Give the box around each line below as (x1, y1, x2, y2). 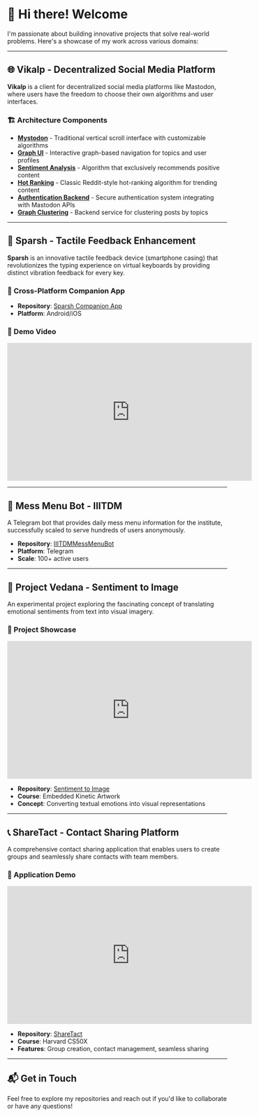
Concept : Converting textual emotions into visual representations (17, 800, 206, 808)
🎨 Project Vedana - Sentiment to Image (7, 581, 179, 593)
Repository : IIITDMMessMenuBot (17, 539, 114, 548)
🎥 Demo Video (7, 327, 57, 337)
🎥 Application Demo (7, 870, 76, 880)
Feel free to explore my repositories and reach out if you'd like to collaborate (7, 1095, 227, 1103)
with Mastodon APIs (17, 201, 75, 209)
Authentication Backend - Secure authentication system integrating (17, 193, 214, 202)
